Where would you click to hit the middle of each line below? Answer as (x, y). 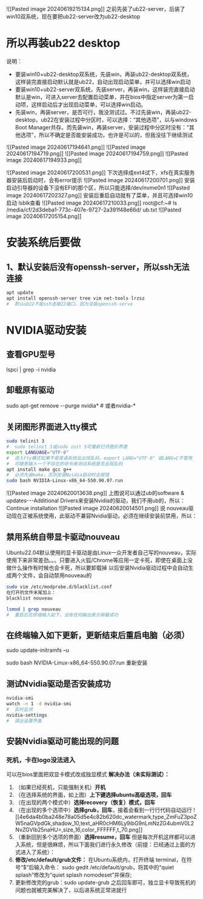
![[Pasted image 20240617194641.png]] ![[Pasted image (76, 147)
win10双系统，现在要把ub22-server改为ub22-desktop (73, 16)
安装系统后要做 (44, 243)
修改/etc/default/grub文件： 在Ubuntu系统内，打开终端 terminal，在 (101, 860)
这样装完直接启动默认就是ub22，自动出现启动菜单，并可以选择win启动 (103, 81)
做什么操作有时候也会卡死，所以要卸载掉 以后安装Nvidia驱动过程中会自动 (97, 568)
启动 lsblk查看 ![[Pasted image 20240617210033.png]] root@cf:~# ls (92, 203)
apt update (20, 292)
